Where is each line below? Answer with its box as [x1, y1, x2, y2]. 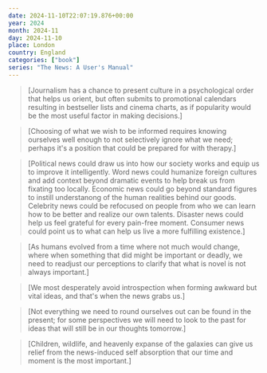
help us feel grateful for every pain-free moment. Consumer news [27, 218, 245, 227]
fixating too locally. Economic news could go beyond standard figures [27, 184, 257, 194]
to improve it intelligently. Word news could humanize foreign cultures [27, 167, 257, 176]
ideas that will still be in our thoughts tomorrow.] [27, 324, 187, 333]
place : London [8, 41, 56, 49]
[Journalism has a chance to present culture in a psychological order [27, 85, 254, 95]
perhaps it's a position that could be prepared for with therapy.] [27, 143, 237, 152]
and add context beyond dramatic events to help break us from [27, 175, 235, 185]
